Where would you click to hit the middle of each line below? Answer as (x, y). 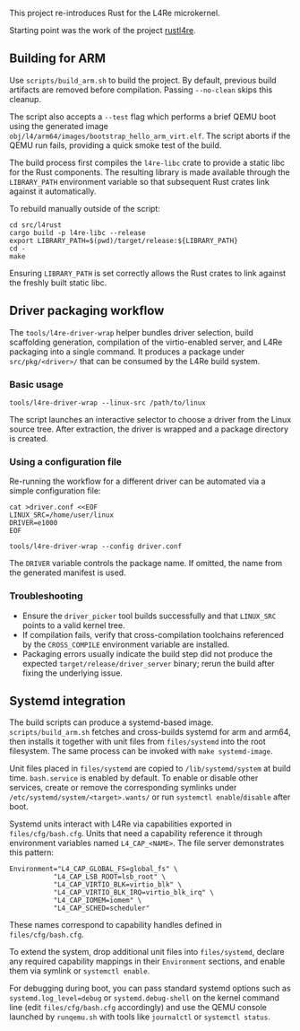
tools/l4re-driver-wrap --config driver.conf (95, 546)
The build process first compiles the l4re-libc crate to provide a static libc (147, 162)
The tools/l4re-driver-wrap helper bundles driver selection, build (131, 332)
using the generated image (59, 126)
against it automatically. (53, 191)
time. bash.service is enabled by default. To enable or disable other (134, 778)
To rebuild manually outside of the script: (85, 208)
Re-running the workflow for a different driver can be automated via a (137, 481)
